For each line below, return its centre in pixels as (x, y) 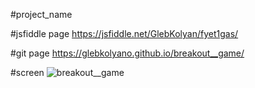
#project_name (41, 14)
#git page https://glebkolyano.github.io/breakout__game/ (127, 53)
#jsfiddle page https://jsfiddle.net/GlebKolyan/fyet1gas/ (124, 33)
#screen (27, 72)
